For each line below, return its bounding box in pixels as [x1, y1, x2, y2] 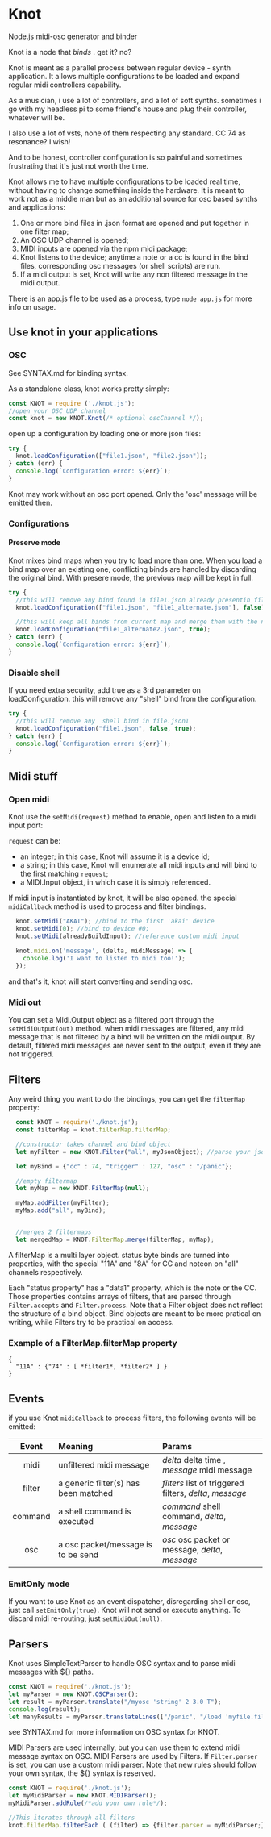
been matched [58, 1487, 114, 1498]
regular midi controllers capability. [8, 80, 122, 90]
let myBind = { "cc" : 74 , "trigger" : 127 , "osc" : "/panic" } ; [15, 1162, 233, 1170]
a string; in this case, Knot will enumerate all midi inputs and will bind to [19, 860, 258, 869]
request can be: [8, 835, 61, 845]
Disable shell [8, 667, 60, 678]
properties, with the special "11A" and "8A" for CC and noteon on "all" [8, 1259, 240, 1268]
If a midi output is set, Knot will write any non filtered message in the [19, 269, 248, 279]
